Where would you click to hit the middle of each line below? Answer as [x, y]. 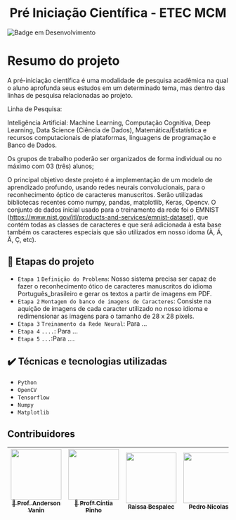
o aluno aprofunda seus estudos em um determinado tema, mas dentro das [116, 88]
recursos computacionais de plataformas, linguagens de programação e [112, 137]
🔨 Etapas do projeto [51, 262]
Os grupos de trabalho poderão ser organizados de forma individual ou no [115, 158]
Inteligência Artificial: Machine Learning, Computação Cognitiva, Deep [109, 122]
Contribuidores [41, 434]
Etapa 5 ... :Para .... [46, 338]
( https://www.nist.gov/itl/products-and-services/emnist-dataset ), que [108, 217]
